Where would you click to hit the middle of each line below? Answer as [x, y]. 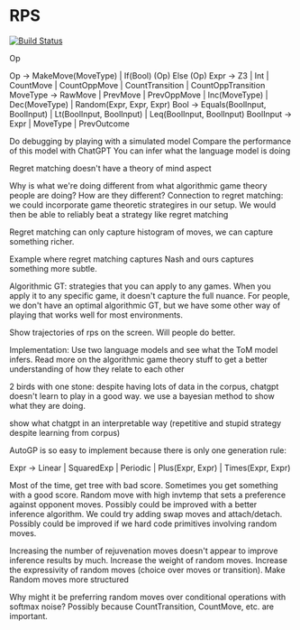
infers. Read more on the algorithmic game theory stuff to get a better [139, 359]
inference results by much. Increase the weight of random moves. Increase [149, 560]
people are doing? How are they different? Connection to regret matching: [146, 195]
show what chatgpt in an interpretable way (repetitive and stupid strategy [145, 423]
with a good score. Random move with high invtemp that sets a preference [148, 495]
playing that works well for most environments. [96, 315]
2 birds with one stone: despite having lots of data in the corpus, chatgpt [144, 386]
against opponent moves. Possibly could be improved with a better [133, 504]
